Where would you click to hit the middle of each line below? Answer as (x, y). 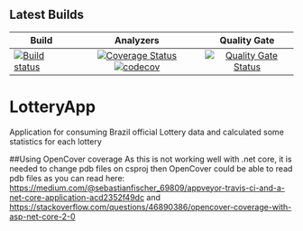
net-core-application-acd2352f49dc (77, 197)
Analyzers (137, 40)
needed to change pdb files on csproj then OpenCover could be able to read (151, 168)
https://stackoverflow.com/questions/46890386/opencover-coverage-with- (151, 207)
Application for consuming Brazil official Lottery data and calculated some (147, 132)
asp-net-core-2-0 (42, 217)
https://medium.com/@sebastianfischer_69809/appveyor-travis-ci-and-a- (147, 188)
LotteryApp (53, 106)
